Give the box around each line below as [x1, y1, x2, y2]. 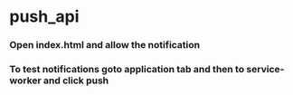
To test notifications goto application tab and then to [9, 63, 245, 76]
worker [9, 74, 43, 87]
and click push [43, 74, 109, 87]
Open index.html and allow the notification [9, 39, 201, 52]
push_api [9, 6, 80, 27]
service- [246, 63, 285, 76]
